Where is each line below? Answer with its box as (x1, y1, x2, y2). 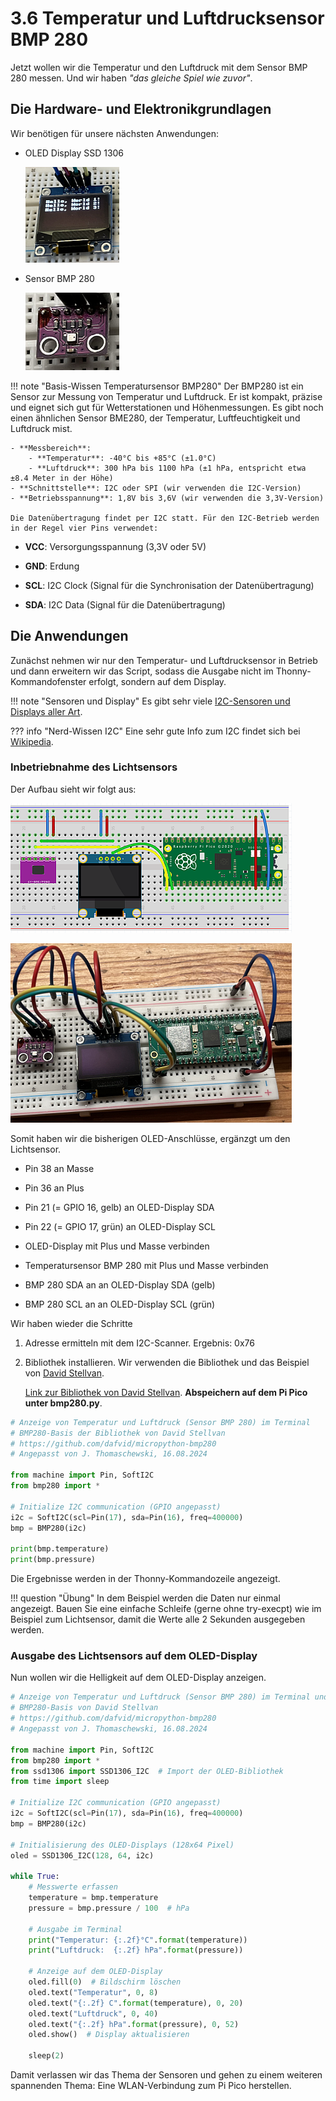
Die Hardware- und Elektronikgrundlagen (10, 101, 272, 118)
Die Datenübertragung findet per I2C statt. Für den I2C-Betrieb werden (10, 513, 320, 523)
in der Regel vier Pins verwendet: (10, 523, 159, 533)
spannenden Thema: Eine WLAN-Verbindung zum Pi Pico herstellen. (10, 2080, 292, 2092)
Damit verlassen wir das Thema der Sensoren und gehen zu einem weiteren (10, 2069, 323, 2081)
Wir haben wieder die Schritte (10, 1317, 133, 1329)
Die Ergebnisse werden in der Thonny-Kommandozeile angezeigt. (10, 1573, 281, 1585)
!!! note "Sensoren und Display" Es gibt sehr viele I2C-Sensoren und (10, 695, 291, 707)
